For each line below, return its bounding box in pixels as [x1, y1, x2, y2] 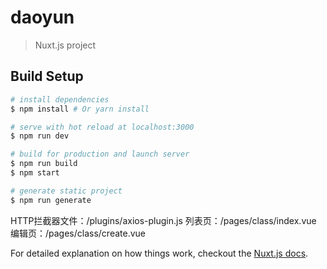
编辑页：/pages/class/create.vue [10, 227, 147, 239]
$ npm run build [10, 159, 78, 169]
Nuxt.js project [34, 39, 97, 51]
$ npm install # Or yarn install [10, 104, 150, 114]
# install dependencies [10, 94, 110, 105]
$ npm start [10, 168, 60, 178]
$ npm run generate [10, 195, 92, 205]
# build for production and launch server [10, 149, 190, 160]
